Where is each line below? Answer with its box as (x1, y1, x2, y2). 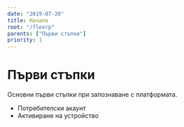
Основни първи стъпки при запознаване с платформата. (7, 90, 178, 99)
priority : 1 (7, 37, 42, 44)
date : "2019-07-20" (7, 10, 65, 18)
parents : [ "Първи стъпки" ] (7, 30, 86, 37)
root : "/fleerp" (7, 23, 55, 30)
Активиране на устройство (17, 111, 99, 120)
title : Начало (7, 17, 49, 24)
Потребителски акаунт (17, 104, 86, 113)
